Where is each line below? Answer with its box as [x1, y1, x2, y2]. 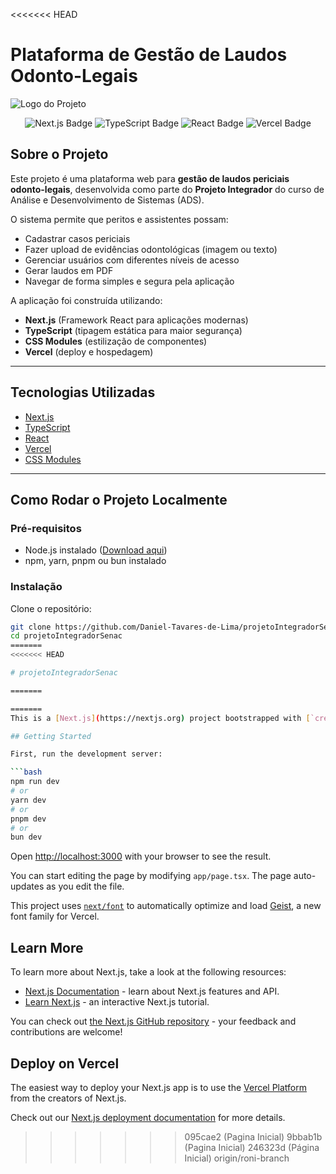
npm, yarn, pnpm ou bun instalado [24, 555, 167, 567]
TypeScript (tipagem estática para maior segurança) [24, 324, 243, 336]
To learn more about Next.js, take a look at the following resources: [10, 966, 287, 978]
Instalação [10, 580, 63, 594]
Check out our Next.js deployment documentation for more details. [10, 1111, 286, 1123]
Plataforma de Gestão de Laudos [10, 44, 288, 66]
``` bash [10, 767, 43, 778]
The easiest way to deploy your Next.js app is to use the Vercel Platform [10, 1081, 308, 1093]
